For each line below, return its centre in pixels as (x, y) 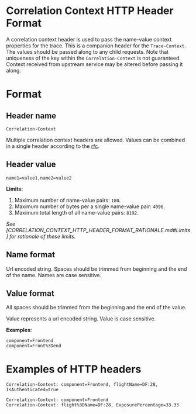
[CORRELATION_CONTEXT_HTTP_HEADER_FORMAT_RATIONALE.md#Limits (98, 230)
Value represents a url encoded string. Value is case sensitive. (81, 319)
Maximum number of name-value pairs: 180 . (68, 200)
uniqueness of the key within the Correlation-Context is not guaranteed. (94, 58)
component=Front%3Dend (34, 346)
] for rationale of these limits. (41, 236)
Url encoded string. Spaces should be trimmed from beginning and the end (97, 269)
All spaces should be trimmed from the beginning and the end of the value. (97, 308)
